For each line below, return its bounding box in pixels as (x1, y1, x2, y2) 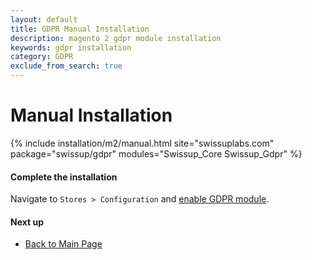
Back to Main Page (24, 238, 103, 250)
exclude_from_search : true (10, 61, 123, 71)
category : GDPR (10, 52, 74, 62)
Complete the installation (10, 171, 118, 183)
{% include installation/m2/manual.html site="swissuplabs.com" (10, 137, 275, 149)
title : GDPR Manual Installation (10, 24, 150, 34)
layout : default (10, 14, 78, 25)
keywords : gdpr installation (10, 42, 132, 53)
